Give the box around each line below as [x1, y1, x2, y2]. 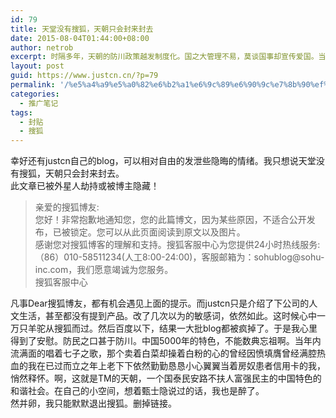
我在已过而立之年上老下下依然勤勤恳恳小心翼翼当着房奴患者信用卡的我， [27, 360, 326, 372]
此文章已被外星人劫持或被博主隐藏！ [10, 180, 160, 192]
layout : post [10, 61, 65, 71]
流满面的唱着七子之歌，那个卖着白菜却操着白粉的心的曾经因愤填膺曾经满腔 [10, 347, 317, 360]
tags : [10, 107, 33, 118]
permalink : [10, 80, 56, 90]
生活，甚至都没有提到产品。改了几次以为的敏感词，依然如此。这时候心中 [18, 310, 317, 322]
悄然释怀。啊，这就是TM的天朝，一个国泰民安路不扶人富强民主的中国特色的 [10, 372, 322, 385]
